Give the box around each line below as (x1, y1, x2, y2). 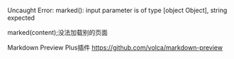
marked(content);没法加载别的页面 (7, 28, 108, 36)
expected (7, 14, 35, 22)
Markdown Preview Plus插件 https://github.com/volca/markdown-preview (7, 43, 223, 52)
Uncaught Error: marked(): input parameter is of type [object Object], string (7, 6, 228, 14)
